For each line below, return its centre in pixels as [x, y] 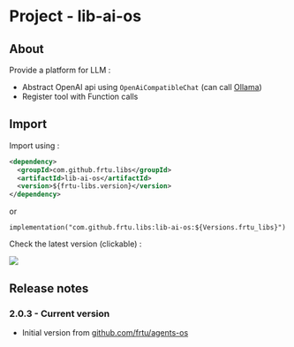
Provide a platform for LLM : [60, 70]
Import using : [34, 145]
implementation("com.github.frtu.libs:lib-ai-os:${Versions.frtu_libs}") [148, 228]
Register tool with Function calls [80, 96]
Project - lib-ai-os [75, 16]
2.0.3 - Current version [60, 313]
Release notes [49, 288]
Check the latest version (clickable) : [75, 244]
